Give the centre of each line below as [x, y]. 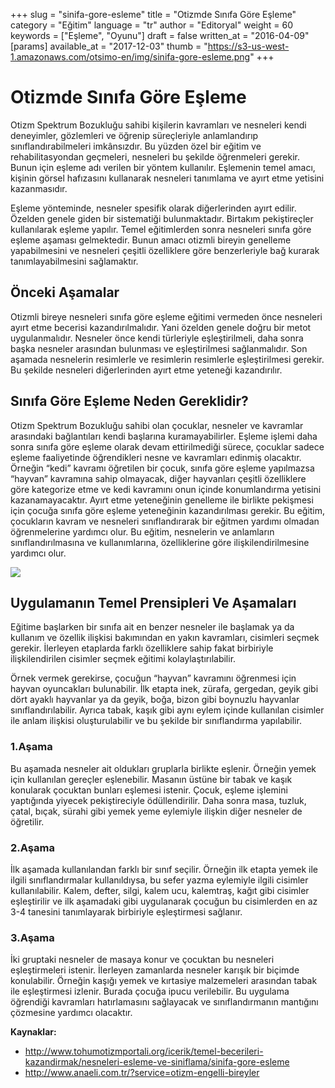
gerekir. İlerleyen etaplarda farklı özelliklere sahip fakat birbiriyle [142, 648]
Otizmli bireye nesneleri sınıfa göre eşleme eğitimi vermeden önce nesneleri [166, 316]
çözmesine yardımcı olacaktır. [71, 1013]
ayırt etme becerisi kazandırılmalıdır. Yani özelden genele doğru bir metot [161, 327]
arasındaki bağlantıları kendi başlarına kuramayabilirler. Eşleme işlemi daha [164, 436]
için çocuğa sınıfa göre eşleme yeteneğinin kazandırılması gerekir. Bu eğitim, [168, 510]
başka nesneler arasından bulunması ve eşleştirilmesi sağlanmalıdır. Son [159, 348]
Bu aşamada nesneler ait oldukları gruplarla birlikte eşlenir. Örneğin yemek [163, 768]
